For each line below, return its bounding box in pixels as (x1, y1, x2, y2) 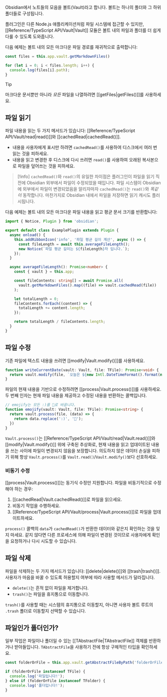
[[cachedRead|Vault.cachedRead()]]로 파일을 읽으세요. (12, 496, 123, 502)
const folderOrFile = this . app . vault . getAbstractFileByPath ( (5, 660, 135, 665)
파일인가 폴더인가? (5, 624, 59, 632)
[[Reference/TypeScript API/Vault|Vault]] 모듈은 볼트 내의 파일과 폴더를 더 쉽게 (5, 27, 161, 33)
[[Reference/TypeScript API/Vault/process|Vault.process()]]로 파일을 (12, 509, 152, 515)
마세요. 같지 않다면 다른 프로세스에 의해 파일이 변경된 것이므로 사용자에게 (10, 532, 151, 538)
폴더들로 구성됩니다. (5, 10, 44, 16)
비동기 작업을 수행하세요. (12, 502, 61, 508)
